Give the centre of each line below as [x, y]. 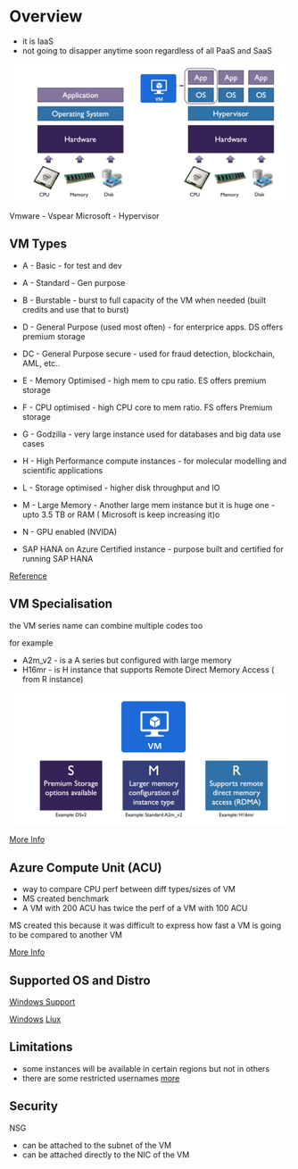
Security [33, 1106]
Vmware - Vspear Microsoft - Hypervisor [84, 216]
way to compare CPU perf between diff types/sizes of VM [129, 889]
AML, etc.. [41, 363]
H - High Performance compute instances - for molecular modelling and [154, 461]
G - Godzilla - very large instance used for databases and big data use [151, 434]
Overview [46, 17]
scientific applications [62, 470]
